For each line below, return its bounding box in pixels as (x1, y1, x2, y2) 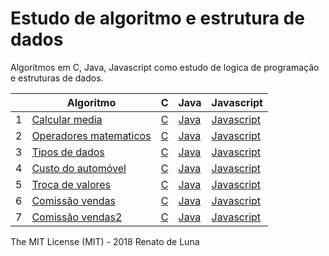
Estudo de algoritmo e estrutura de (10, 7, 305, 30)
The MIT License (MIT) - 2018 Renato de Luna (10, 235, 200, 247)
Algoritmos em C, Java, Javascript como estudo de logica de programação (10, 61, 320, 73)
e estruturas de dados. (10, 72, 104, 84)
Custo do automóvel (31, 161, 127, 175)
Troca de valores (31, 177, 112, 191)
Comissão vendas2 (31, 210, 123, 224)
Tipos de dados (31, 145, 105, 159)
